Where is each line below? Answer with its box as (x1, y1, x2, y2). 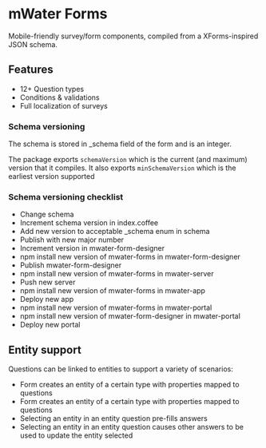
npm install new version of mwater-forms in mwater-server (19, 269, 214, 279)
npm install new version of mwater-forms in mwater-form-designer (19, 252, 241, 262)
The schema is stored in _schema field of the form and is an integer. (8, 139, 232, 149)
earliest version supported (8, 172, 95, 181)
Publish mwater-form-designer (19, 260, 122, 270)
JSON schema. (8, 39, 58, 49)
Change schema (19, 209, 74, 220)
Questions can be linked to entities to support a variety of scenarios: (8, 364, 233, 374)
